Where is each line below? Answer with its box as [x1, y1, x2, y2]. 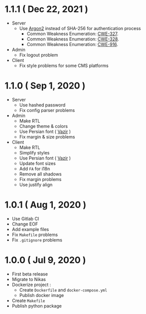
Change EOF [11, 221, 38, 227]
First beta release [11, 271, 48, 277]
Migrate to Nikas [11, 276, 46, 282]
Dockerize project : [11, 281, 51, 287]
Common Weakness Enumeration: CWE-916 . [26, 41, 118, 47]
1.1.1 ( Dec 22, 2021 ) [4, 3, 88, 15]
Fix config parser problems [19, 107, 75, 113]
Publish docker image [19, 292, 64, 298]
